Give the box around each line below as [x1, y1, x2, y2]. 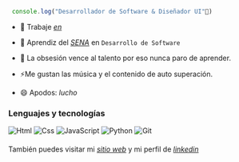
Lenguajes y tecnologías [8, 107, 106, 119]
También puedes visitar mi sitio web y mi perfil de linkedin [8, 144, 199, 154]
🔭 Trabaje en [19, 22, 62, 31]
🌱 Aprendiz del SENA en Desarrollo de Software [19, 37, 181, 47]
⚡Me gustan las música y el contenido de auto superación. [19, 69, 213, 79]
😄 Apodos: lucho [19, 87, 78, 97]
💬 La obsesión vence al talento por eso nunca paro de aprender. [19, 53, 232, 63]
